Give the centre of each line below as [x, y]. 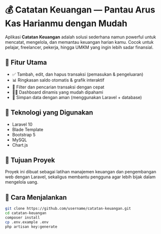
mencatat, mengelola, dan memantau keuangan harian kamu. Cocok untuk [79, 42]
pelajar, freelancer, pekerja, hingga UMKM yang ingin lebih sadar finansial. [79, 47]
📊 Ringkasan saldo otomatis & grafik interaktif [58, 80]
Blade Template [28, 129]
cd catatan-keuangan [26, 213]
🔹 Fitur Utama [26, 62]
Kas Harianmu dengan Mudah [66, 24]
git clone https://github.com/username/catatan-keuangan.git [68, 209]
